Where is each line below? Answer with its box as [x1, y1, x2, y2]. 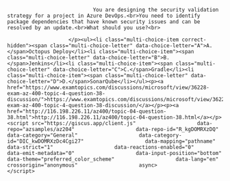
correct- [181, 36, 207, 43]
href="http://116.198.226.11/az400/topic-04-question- [7, 108, 167, 115]
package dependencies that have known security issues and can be [7, 18, 201, 25]
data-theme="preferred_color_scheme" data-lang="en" [7, 156, 219, 163]
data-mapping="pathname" [144, 138, 216, 145]
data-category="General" [7, 132, 78, 139]
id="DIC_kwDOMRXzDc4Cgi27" [7, 138, 84, 145]
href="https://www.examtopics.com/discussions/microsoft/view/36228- [7, 84, 210, 91]
